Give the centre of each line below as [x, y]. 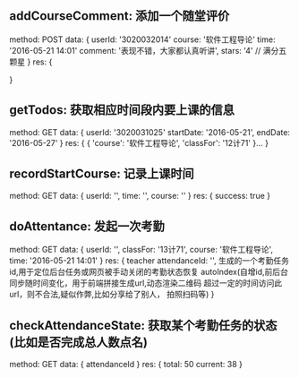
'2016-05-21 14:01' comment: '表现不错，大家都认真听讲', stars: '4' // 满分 [144, 50]
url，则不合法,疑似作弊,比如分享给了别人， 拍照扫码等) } [112, 295]
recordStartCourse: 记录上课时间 [102, 174]
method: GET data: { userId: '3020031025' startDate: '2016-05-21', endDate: [150, 132]
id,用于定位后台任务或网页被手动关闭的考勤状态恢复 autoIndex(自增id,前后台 [149, 272]
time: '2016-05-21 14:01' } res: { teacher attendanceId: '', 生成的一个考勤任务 [149, 261]
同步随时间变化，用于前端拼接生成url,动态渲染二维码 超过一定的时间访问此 [146, 283]
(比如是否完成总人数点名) [78, 342]
